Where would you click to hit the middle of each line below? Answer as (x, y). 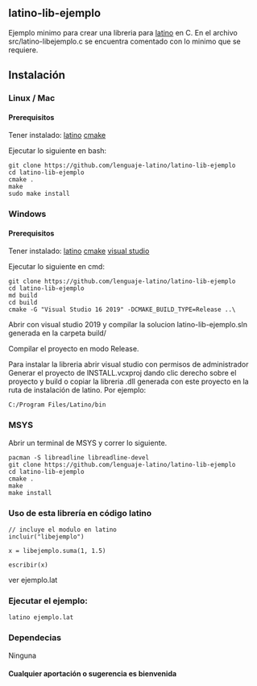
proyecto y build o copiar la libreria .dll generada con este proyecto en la (128, 381)
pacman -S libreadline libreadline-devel (79, 457)
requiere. (23, 50)
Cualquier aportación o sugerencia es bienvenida (93, 674)
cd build (23, 303)
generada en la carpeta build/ (58, 333)
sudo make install (39, 194)
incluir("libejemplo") (46, 537)
